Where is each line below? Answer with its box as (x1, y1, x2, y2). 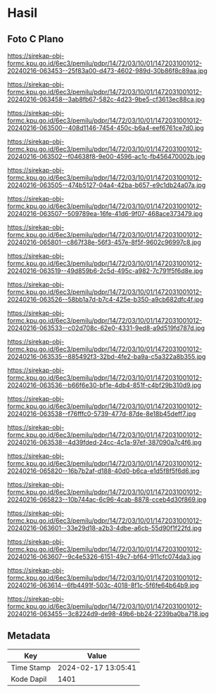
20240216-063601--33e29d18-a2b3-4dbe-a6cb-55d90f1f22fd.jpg (7, 524, 202, 532)
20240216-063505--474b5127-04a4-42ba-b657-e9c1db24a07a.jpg (7, 181, 206, 189)
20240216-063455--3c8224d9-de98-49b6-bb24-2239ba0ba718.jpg (7, 610, 209, 618)
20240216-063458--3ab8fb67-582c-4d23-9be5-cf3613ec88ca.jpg (7, 95, 205, 103)
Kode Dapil (11, 674, 47, 684)
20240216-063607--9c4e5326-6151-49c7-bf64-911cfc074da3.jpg (7, 552, 201, 561)
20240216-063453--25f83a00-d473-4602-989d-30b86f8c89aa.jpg (7, 67, 208, 75)
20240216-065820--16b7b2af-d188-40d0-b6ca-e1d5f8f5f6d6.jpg (7, 466, 200, 475)
